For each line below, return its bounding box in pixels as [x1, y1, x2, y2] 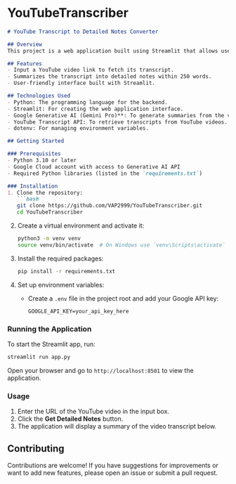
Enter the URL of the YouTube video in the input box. [17, 407, 170, 416]
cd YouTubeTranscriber [16, 209, 83, 216]
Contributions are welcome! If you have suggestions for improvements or [7, 461, 219, 469]
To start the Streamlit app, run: [7, 339, 96, 348]
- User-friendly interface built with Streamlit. [7, 79, 156, 87]
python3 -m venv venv [17, 235, 81, 242]
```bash [16, 195, 39, 203]
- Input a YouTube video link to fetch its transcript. [7, 67, 174, 74]
